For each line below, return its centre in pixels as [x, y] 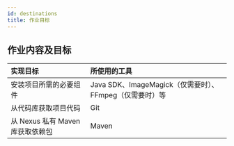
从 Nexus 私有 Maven [46, 121]
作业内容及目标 [39, 50]
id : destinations [32, 14]
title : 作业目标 [29, 20]
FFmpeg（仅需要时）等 [128, 95]
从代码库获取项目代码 [46, 108]
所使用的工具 [111, 72]
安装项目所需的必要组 [46, 85]
